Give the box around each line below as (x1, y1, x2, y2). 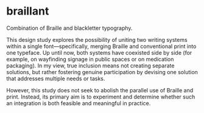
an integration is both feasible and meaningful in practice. (6, 99, 151, 107)
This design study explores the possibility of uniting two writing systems (6, 36, 188, 43)
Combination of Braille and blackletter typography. (6, 24, 133, 32)
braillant (6, 4, 49, 18)
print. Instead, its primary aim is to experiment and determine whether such (6, 93, 195, 100)
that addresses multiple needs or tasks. (6, 75, 105, 82)
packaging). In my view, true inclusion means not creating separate (6, 62, 175, 69)
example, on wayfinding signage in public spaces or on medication (6, 55, 174, 63)
